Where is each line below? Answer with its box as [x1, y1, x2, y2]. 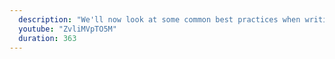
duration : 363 [18, 33, 77, 43]
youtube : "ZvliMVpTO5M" [18, 24, 117, 34]
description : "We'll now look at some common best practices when [18, 14, 301, 25]
